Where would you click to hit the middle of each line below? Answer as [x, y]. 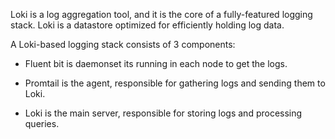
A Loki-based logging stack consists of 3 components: [123, 44]
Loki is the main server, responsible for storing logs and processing [163, 113]
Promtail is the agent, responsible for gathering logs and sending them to [175, 83]
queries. [42, 123]
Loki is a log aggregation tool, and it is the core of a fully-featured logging [161, 14]
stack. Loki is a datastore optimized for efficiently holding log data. [147, 25]
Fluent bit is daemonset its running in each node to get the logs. [156, 63]
